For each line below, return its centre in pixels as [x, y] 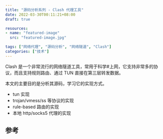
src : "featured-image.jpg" [38, 38]
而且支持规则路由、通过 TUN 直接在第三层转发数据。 [69, 73]
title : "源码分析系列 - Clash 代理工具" [44, 10]
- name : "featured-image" [32, 33]
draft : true [18, 19]
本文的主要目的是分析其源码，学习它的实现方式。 [56, 83]
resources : [17, 28]
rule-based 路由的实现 [36, 107]
